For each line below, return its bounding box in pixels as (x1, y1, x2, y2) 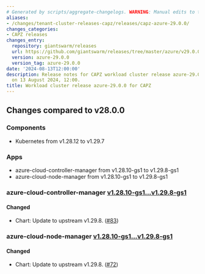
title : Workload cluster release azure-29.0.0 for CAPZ (6, 83, 151, 89)
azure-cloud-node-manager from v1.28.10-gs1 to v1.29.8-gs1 (15, 173, 168, 180)
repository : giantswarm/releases (12, 43, 97, 49)
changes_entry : (6, 37, 45, 43)
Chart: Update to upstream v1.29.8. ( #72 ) (15, 261, 119, 269)
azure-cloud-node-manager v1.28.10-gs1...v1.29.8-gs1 (6, 233, 173, 241)
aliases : (6, 15, 29, 21)
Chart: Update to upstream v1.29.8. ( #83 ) (15, 217, 119, 225)
